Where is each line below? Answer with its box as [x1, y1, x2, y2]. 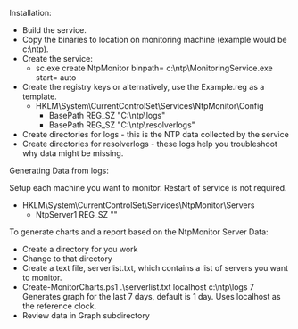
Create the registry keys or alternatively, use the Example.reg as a [21, 82, 265, 92]
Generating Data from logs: [9, 165, 109, 176]
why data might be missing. [21, 148, 124, 159]
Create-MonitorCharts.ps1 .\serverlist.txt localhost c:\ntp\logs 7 [21, 282, 254, 292]
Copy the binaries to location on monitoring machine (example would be [21, 35, 287, 45]
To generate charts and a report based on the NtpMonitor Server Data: [9, 226, 269, 237]
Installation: [9, 8, 52, 18]
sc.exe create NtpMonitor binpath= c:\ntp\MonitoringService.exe [35, 62, 274, 73]
